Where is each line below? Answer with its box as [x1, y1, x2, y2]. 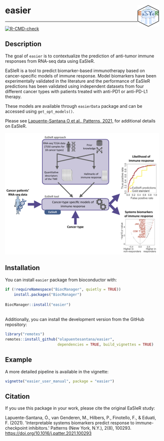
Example [5, 356, 32, 364]
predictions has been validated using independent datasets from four [5, 83, 144, 89]
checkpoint [5, 425, 28, 431]
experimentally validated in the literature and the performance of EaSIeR [5, 78, 150, 84]
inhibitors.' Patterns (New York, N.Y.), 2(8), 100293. [28, 425, 132, 431]
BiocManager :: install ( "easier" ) [5, 302, 71, 307]
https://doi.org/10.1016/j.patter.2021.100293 [5, 430, 92, 436]
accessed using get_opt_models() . [5, 108, 74, 114]
